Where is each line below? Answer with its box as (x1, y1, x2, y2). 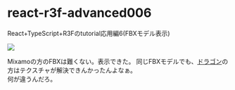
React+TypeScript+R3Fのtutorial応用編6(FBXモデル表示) (7, 29, 170, 37)
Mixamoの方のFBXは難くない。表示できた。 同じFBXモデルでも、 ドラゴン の (7, 57, 229, 65)
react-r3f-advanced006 (7, 5, 152, 21)
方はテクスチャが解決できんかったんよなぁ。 (7, 65, 137, 75)
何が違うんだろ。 (7, 75, 57, 83)
